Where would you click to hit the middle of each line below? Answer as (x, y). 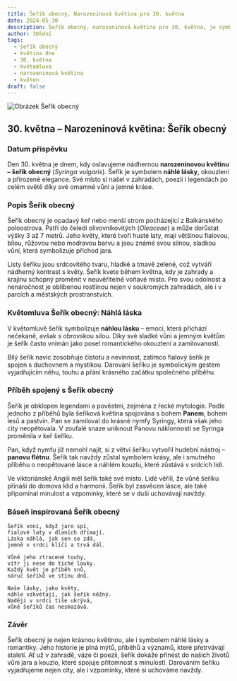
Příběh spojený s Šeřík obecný (61, 390)
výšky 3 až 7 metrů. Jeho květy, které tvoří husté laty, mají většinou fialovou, (119, 236)
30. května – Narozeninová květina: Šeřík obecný (117, 128)
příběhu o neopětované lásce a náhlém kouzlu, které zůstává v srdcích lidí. (116, 464)
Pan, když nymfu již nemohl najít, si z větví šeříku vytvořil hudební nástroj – (116, 450)
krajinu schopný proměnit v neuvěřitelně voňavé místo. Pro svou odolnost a (117, 280)
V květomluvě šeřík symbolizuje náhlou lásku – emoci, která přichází (107, 328)
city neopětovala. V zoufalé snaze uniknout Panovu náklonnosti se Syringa (116, 428)
